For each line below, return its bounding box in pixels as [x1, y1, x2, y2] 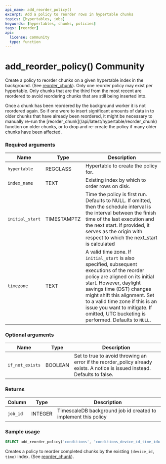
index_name [7, 180, 33, 186]
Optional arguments [5, 331, 54, 338]
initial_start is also [85, 255, 135, 261]
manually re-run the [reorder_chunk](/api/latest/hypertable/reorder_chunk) [5, 118, 157, 124]
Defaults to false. [74, 371, 114, 378]
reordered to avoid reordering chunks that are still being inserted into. [5, 93, 147, 99]
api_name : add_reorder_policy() [5, 7, 72, 12]
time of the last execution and [85, 215, 155, 222]
